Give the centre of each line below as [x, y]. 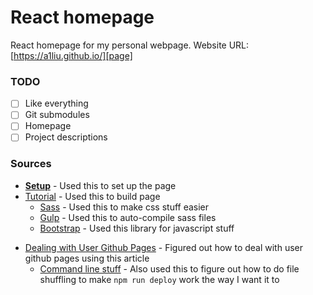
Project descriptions [66, 137]
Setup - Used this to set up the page [100, 185]
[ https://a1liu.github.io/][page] [71, 55]
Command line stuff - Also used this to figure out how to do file [169, 268]
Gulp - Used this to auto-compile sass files [128, 217]
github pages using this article [87, 258]
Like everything [56, 103]
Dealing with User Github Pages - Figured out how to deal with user [164, 247]
